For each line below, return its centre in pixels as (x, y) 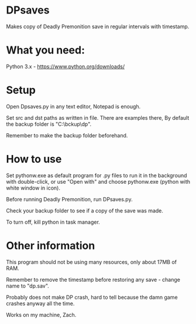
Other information (51, 246)
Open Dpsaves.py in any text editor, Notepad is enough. (73, 106)
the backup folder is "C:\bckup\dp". (49, 124)
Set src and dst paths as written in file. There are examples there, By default (98, 117)
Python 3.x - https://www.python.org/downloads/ (65, 66)
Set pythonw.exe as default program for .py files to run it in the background (97, 175)
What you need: (46, 50)
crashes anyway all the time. (40, 303)
